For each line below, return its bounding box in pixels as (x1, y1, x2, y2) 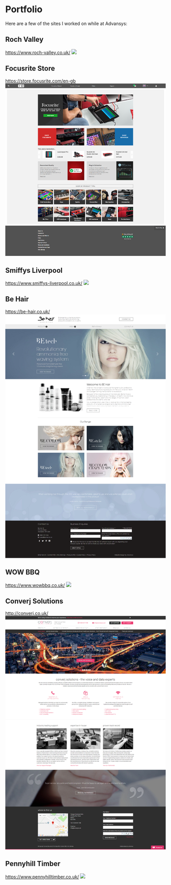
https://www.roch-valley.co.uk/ (5, 49, 71, 56)
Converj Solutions (5, 596, 64, 605)
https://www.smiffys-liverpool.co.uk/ (5, 280, 82, 286)
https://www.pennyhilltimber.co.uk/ (5, 873, 79, 880)
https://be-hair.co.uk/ (5, 308, 50, 315)
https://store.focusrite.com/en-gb (5, 77, 76, 84)
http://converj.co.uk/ (5, 610, 48, 616)
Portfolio (5, 4, 43, 15)
